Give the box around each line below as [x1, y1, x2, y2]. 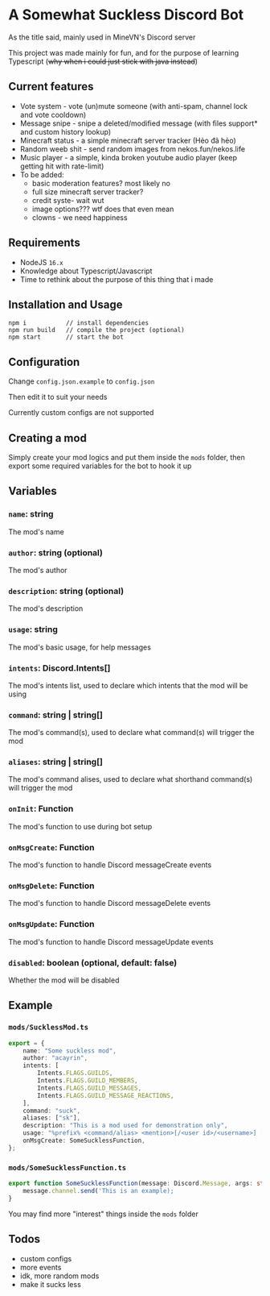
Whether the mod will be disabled [8, 975, 120, 985]
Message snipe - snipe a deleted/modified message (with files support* [19, 118, 259, 128]
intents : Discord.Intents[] [8, 663, 111, 674]
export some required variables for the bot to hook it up [8, 461, 192, 471]
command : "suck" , [22, 1107, 81, 1115]
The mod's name [8, 526, 64, 537]
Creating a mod [8, 431, 87, 445]
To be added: [19, 169, 64, 179]
